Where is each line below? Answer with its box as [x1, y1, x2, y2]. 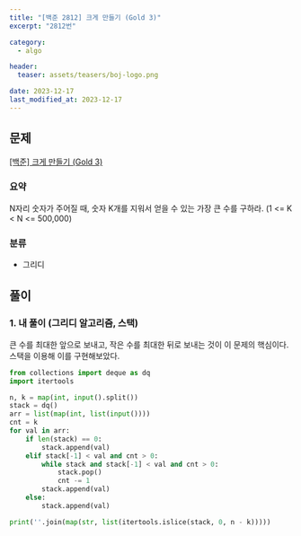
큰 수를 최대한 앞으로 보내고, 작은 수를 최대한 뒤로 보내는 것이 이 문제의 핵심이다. [9, 338, 289, 350]
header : [9, 62, 39, 72]
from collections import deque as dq [9, 368, 151, 377]
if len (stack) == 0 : [25, 435, 102, 444]
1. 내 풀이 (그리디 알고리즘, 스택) [9, 317, 139, 330]
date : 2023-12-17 [9, 87, 75, 96]
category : [9, 38, 47, 47]
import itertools [9, 376, 75, 386]
